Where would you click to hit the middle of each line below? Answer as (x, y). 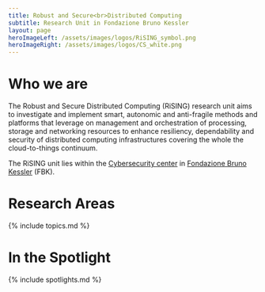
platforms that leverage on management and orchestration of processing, (128, 123)
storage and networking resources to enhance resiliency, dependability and (131, 131)
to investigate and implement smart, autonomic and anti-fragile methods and (133, 115)
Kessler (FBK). (32, 172)
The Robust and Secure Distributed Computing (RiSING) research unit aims (130, 106)
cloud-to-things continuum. (53, 148)
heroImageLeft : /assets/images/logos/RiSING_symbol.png (102, 38)
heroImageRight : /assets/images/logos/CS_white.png (95, 45)
